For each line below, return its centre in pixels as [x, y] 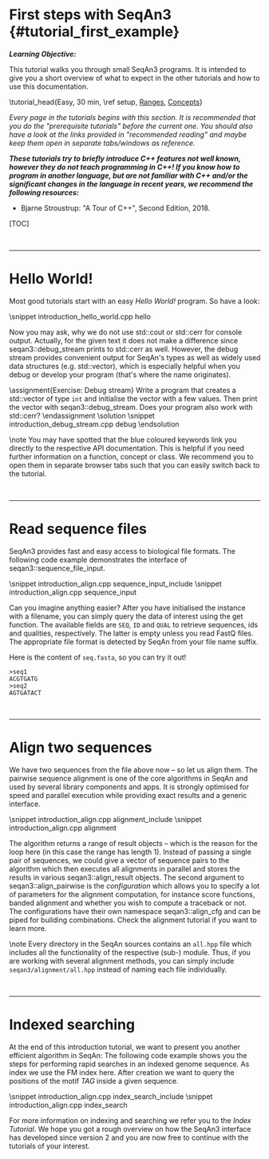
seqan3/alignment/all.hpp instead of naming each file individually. [118, 969]
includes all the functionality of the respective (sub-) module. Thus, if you [130, 952]
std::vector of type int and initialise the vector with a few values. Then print [133, 399]
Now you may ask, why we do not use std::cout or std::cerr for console [126, 332]
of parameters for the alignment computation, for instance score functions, [132, 894]
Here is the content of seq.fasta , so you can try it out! [98, 657]
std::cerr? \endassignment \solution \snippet [82, 415]
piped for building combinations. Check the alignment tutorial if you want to [133, 920]
